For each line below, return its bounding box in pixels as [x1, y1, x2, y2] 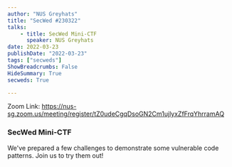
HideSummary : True [7, 70, 62, 77]
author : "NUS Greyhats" [7, 10, 78, 18]
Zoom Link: [7, 102, 41, 111]
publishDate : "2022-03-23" [7, 50, 88, 58]
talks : [7, 23, 27, 31]
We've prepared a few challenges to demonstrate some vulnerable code [7, 144, 219, 152]
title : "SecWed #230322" [7, 17, 81, 24]
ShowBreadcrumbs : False [7, 63, 78, 70]
